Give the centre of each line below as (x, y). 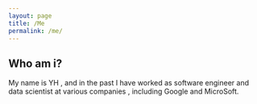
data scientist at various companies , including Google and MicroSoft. (124, 92)
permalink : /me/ (35, 31)
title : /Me (27, 23)
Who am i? (35, 63)
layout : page (30, 16)
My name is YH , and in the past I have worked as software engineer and (129, 83)
